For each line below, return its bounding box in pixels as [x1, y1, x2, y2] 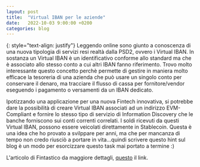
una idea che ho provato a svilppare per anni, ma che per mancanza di [6, 130, 180, 137]
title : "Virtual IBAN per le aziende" [6, 14, 106, 20]
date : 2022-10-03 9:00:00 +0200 [6, 20, 93, 26]
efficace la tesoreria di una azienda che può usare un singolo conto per [6, 74, 182, 81]
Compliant [6, 111, 32, 118]
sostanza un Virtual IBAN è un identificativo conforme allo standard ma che [6, 54, 192, 62]
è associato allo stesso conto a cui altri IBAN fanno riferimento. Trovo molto [6, 61, 193, 68]
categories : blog [6, 25, 50, 32]
